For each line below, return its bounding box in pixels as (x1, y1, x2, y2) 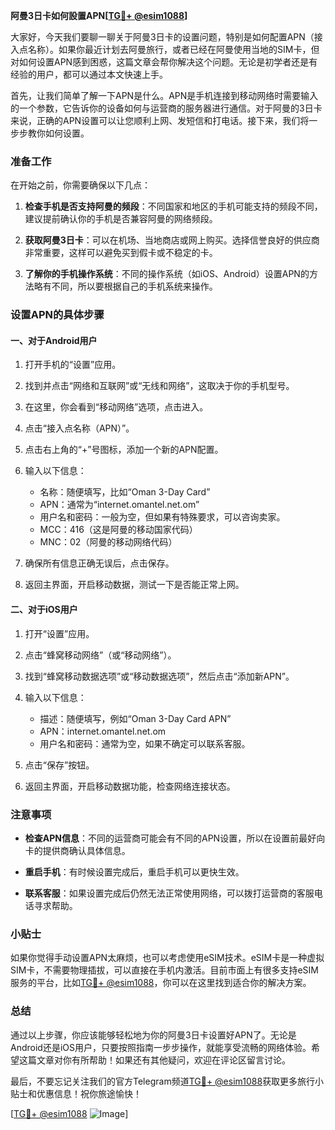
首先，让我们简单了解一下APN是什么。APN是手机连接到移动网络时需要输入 (10, 90, 319, 101)
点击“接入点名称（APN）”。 (24, 422, 135, 434)
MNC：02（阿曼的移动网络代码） (39, 536, 178, 548)
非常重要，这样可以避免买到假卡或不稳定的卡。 (24, 247, 218, 259)
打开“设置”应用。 (24, 627, 95, 639)
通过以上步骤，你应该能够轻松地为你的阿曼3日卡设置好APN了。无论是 (10, 1029, 297, 1041)
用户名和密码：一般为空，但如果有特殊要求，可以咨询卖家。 (39, 511, 286, 523)
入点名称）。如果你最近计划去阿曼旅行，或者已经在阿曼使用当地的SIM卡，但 (10, 44, 320, 55)
